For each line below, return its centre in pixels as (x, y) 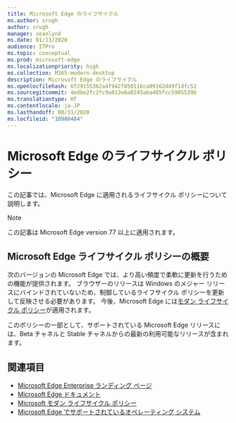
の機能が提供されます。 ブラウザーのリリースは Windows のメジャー (106, 284)
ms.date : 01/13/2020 (38, 40)
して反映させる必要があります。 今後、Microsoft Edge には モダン (102, 302)
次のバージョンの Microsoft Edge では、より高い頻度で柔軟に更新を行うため (117, 275)
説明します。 (26, 203)
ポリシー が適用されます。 (58, 310)
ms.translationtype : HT (42, 100)
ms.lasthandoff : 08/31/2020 (49, 112)
